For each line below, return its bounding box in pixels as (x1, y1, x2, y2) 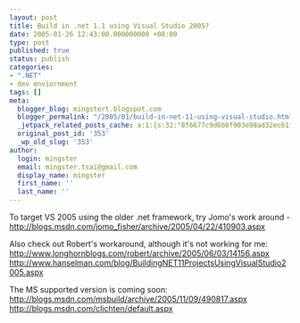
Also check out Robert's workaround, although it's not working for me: (9, 238, 268, 249)
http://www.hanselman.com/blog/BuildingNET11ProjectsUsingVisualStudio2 (9, 258, 287, 268)
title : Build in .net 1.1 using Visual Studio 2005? (9, 21, 210, 30)
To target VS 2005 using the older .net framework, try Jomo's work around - (9, 211, 290, 222)
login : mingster (17, 153, 78, 163)
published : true (9, 46, 70, 55)
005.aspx (9, 267, 44, 277)
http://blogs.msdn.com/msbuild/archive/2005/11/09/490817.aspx (9, 294, 247, 304)
